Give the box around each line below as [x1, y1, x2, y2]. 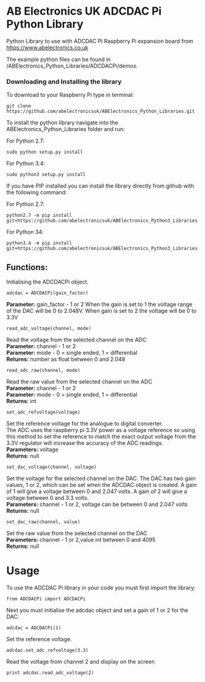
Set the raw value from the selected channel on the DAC [6, 530, 148, 537]
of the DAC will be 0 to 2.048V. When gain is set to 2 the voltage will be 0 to [6, 307, 197, 314]
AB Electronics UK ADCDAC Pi [6, 4, 162, 18]
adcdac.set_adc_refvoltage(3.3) [6, 647, 88, 653]
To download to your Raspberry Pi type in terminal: [6, 91, 134, 99]
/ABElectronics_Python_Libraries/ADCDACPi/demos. [6, 62, 138, 69]
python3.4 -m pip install [6, 240, 72, 246]
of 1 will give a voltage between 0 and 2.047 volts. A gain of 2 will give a [6, 488, 187, 495]
